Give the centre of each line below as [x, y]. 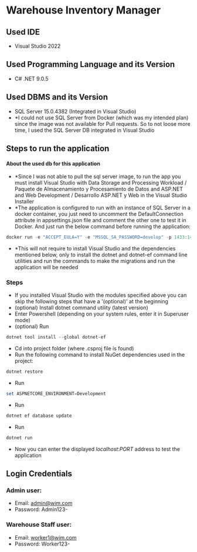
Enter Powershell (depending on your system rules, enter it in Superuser [102, 314]
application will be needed [46, 267]
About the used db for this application [53, 163]
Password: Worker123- [42, 544]
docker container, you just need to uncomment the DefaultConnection [99, 214]
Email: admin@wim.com [43, 503]
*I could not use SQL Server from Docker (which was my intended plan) [101, 118]
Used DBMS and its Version [57, 97]
